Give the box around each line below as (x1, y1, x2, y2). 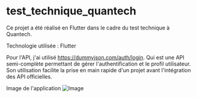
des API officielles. (6, 73, 52, 80)
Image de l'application (6, 84, 61, 91)
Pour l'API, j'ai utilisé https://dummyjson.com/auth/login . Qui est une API (6, 54, 185, 61)
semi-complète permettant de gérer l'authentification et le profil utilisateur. (6, 60, 191, 67)
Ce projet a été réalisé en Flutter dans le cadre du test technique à (6, 24, 170, 31)
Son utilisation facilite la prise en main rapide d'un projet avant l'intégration (6, 66, 191, 73)
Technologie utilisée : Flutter (6, 42, 76, 49)
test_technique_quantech (6, 4, 136, 18)
